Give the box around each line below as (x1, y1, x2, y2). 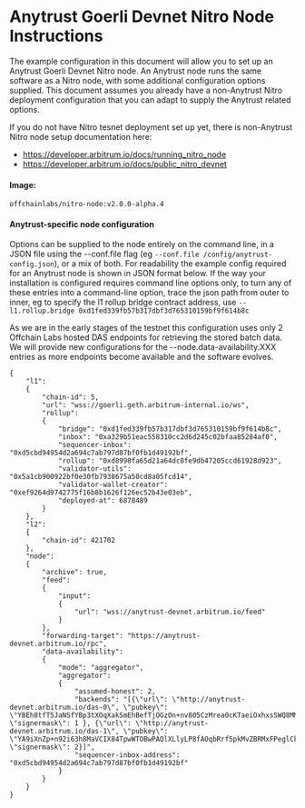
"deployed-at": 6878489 (57, 496, 148, 505)
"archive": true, (42, 568, 107, 577)
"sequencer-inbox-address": (74, 751, 181, 760)
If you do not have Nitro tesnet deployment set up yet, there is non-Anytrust (9, 121, 293, 133)
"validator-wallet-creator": (57, 480, 169, 490)
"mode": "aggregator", (57, 663, 144, 673)
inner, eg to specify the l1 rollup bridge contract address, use (9, 297, 237, 308)
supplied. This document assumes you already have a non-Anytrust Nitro (9, 85, 283, 95)
